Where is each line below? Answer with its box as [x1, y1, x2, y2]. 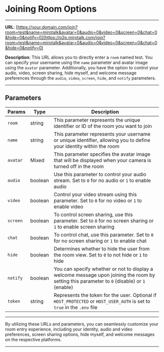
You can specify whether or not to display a [53, 265, 153, 272]
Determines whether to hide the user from [53, 245, 150, 252]
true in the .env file [53, 304, 98, 311]
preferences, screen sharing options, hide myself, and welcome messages [5, 331, 155, 337]
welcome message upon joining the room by [53, 271, 155, 278]
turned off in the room [53, 163, 104, 169]
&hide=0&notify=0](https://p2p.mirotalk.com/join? [5, 34, 106, 40]
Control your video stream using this [53, 191, 137, 198]
